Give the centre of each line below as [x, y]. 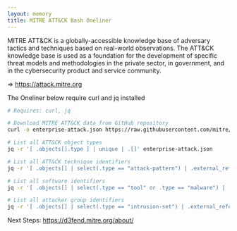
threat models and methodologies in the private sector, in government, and [116, 63]
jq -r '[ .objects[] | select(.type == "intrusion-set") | [96, 207]
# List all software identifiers [56, 181]
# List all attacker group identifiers [66, 200]
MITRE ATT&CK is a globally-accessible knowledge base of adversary [109, 40]
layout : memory [30, 14]
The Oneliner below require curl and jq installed [76, 98]
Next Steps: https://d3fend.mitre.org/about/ [71, 220]
